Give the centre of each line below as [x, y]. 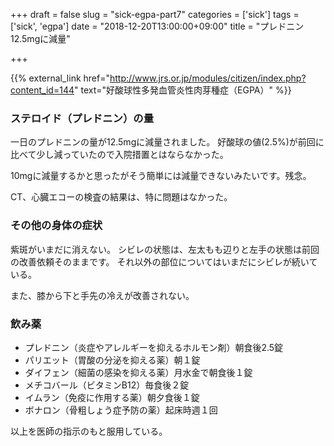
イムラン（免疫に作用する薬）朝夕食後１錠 [112, 397]
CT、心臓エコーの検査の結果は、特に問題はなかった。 [121, 197]
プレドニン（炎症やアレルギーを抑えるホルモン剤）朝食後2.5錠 [154, 347]
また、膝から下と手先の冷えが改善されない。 [102, 295]
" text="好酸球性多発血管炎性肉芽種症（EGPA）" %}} [183, 90]
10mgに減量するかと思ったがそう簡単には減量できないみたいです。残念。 [161, 176]
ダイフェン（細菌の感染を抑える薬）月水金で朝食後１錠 [138, 372]
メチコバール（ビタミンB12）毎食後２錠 [107, 385]
